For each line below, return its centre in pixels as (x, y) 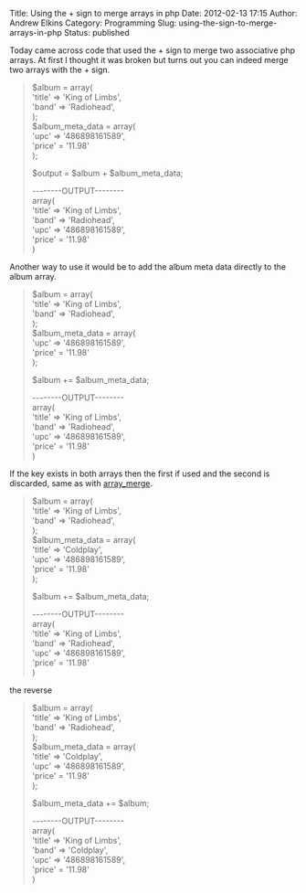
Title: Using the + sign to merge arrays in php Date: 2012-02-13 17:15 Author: (153, 13)
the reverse (31, 690)
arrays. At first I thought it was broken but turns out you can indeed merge (149, 60)
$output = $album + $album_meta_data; (107, 173)
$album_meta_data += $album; (90, 803)
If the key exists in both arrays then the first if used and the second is (140, 473)
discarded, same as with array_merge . (81, 483)
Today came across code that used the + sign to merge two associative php (152, 50)
